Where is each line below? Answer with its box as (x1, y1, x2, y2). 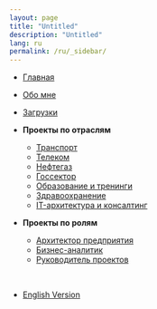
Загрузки (22, 107, 59, 118)
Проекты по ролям (22, 217, 97, 228)
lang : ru (9, 38, 42, 48)
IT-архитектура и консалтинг (35, 200, 148, 211)
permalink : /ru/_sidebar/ (9, 47, 106, 56)
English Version (22, 289, 81, 300)
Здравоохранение (35, 190, 106, 201)
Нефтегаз (35, 161, 73, 172)
